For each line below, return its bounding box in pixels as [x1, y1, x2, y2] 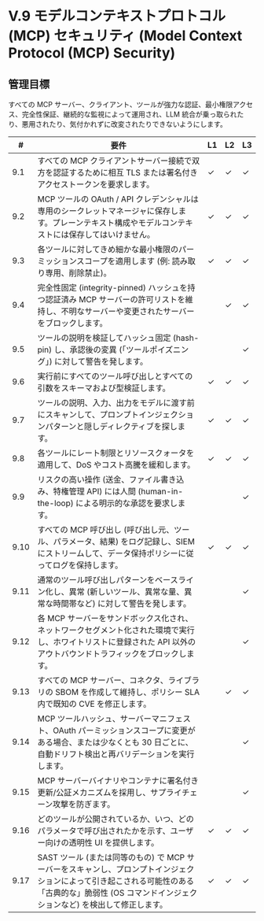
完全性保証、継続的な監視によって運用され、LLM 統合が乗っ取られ [21, 109, 237, 119]
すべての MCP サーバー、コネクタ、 [37, 675, 169, 686]
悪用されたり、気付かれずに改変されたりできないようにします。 [21, 120, 228, 128]
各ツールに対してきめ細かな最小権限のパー [37, 244, 195, 254]
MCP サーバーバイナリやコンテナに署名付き [37, 775, 199, 786]
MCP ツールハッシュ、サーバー [37, 713, 152, 724]
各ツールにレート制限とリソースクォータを [37, 448, 195, 458]
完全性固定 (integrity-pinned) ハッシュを [37, 283, 188, 293]
